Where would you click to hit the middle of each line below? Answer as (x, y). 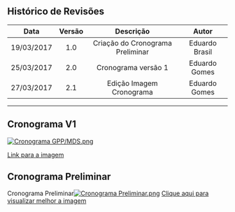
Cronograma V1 (42, 124)
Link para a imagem (36, 155)
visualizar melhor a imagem (47, 201)
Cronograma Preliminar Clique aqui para (108, 193)
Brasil (203, 52)
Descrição (133, 31)
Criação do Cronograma (133, 43)
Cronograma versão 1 (133, 67)
